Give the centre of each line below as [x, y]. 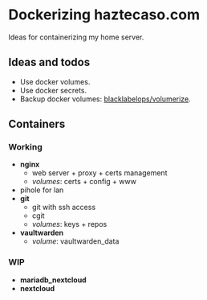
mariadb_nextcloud [53, 280]
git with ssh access [64, 208]
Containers [37, 124]
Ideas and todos [49, 62]
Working [25, 147]
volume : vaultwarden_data [75, 241]
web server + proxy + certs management [99, 173]
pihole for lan [42, 190]
